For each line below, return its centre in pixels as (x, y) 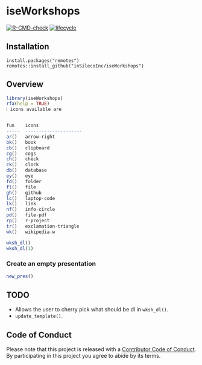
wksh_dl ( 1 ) (20, 248)
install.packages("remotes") (43, 61)
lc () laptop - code (31, 198)
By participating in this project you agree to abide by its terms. (84, 356)
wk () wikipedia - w (31, 232)
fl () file (21, 187)
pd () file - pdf (27, 215)
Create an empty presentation (51, 264)
